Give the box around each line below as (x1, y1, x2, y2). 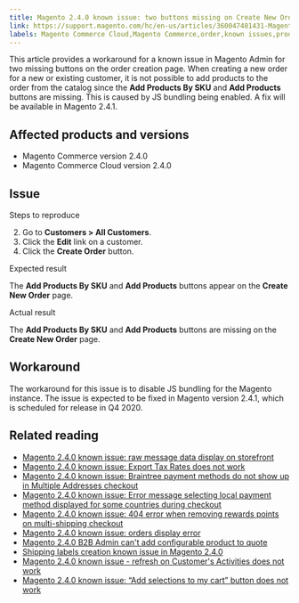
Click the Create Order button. (21, 246, 134, 257)
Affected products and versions (9, 126, 190, 143)
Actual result (9, 307, 56, 317)
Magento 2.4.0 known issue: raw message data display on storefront (21, 452, 274, 462)
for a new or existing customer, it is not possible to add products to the (9, 73, 269, 84)
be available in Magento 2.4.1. (9, 102, 118, 112)
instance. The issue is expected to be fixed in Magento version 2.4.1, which (9, 393, 285, 403)
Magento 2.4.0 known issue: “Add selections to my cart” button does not (21, 574, 289, 585)
